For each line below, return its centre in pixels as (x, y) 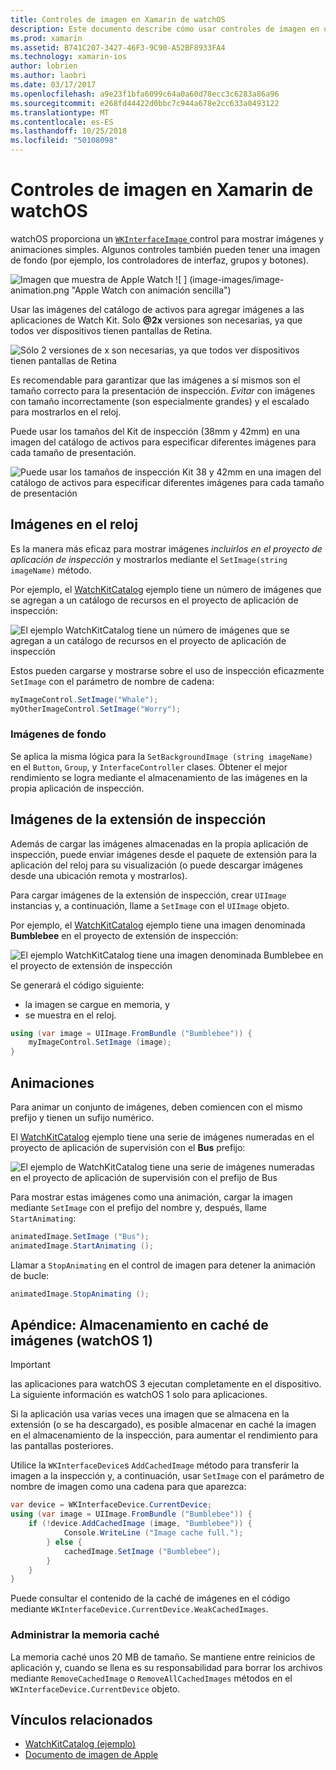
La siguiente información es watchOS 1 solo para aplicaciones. (139, 1395)
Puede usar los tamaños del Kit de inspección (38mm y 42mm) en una (155, 431)
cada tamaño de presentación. (73, 452)
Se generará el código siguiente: (77, 985)
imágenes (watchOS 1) (81, 1341)
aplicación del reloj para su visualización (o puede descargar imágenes (156, 865)
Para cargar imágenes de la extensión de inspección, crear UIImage (148, 895)
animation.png (40, 290)
